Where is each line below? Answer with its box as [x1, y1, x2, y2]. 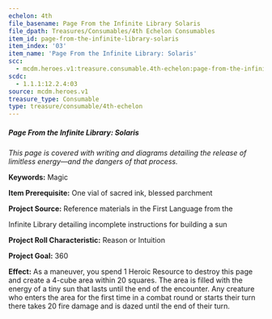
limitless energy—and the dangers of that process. [8, 157, 178, 166]
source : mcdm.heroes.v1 [8, 87, 89, 96]
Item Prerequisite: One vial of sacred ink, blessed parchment [8, 188, 213, 198]
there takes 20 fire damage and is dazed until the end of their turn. [8, 301, 231, 311]
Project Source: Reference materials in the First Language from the [8, 204, 233, 213]
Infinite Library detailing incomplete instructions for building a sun [8, 220, 227, 230]
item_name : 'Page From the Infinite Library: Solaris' [8, 50, 198, 58]
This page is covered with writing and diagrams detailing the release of [8, 148, 247, 158]
